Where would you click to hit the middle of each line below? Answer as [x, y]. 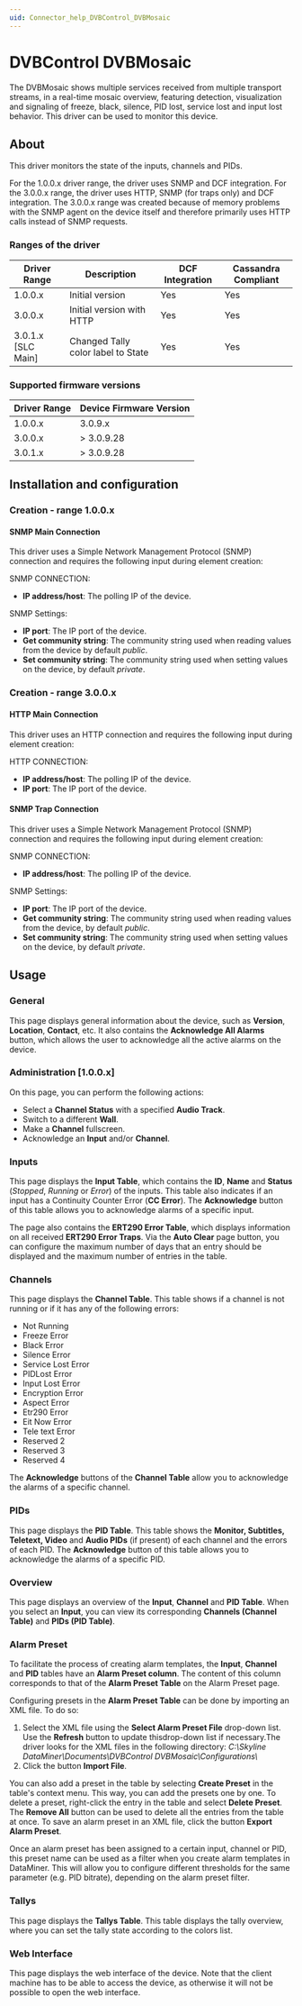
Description [111, 274]
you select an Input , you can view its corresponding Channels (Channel [143, 1611]
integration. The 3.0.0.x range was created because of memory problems [145, 203]
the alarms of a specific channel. [70, 1487]
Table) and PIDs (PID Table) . [62, 1621]
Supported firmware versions [75, 385]
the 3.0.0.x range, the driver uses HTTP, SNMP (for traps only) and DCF [142, 193]
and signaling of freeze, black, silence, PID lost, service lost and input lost [146, 106]
